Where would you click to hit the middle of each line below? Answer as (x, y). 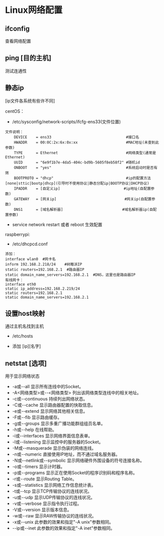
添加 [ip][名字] (27, 346)
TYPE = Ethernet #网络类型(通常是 (85, 153)
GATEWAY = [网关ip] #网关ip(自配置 (83, 199)
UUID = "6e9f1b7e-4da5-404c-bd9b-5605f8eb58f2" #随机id (77, 162)
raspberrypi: (18, 234)
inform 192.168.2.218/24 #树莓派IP (44, 264)
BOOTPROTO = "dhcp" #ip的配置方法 (82, 178)
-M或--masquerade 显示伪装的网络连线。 (54, 448)
